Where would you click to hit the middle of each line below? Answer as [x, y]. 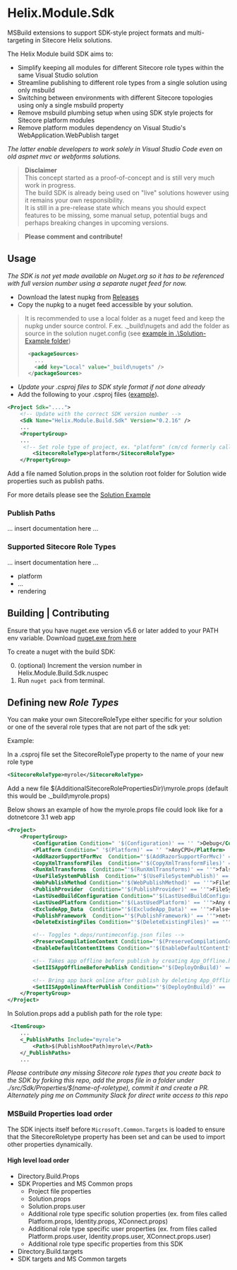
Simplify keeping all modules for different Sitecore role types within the [121, 67]
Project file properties [60, 1191]
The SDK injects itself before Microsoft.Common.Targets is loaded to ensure [116, 1129]
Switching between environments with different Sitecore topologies [115, 98]
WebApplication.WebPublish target [68, 135]
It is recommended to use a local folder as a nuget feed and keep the [125, 318]
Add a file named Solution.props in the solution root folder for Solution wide [117, 474]
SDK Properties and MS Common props [75, 1184]
